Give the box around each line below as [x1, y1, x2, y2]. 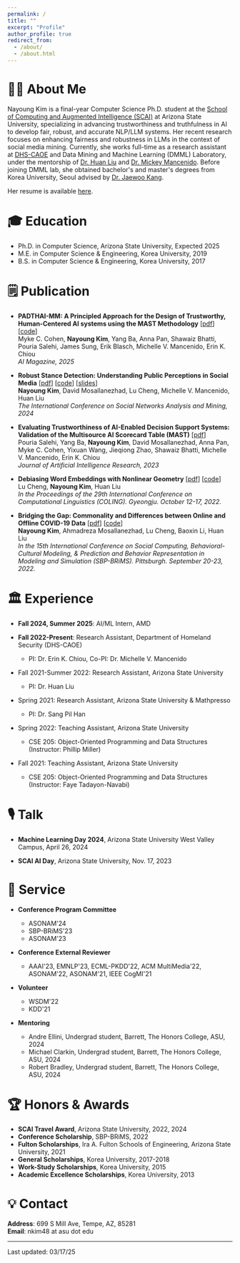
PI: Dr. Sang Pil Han [28, 710, 86, 718]
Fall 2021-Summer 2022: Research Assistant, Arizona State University [17, 668, 224, 677]
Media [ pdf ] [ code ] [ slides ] [17, 378, 98, 387]
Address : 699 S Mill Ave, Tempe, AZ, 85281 [7, 1219, 136, 1228]
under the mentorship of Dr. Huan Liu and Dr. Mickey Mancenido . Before [7, 158, 220, 166]
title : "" [7, 17, 37, 24]
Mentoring [17, 1018, 50, 1027]
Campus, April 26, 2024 [17, 842, 89, 851]
